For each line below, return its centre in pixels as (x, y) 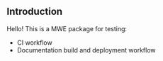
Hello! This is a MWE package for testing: (67, 28)
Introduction (35, 12)
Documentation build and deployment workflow (86, 50)
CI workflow (34, 43)
